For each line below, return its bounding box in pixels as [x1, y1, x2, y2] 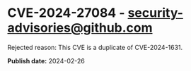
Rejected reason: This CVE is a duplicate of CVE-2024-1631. [7, 43, 183, 51]
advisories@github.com [7, 20, 154, 36]
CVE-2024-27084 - [7, 5, 125, 21]
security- [127, 5, 184, 21]
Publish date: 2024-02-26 [7, 56, 85, 65]
